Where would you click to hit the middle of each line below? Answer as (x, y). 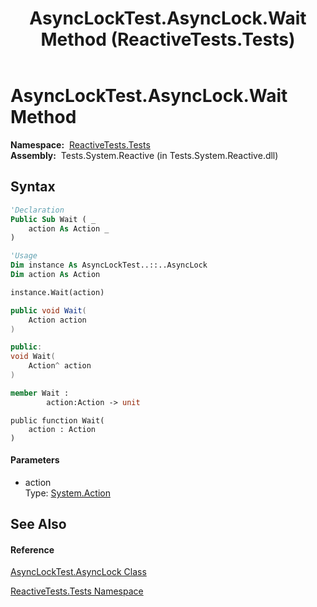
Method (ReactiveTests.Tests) (168, 39)
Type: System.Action (67, 493)
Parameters (35, 460)
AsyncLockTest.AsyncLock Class (78, 572)
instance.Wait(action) (57, 292)
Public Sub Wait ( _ (53, 219)
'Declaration (37, 210)
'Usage (24, 256)
